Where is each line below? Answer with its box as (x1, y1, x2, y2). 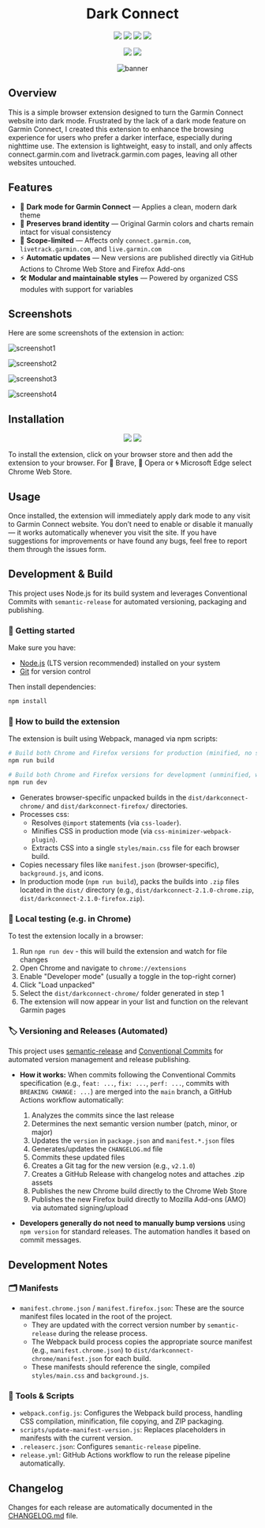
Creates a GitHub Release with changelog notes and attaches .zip (31, 1170, 245, 1179)
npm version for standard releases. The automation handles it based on (19, 1227, 251, 1236)
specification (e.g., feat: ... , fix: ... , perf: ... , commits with (19, 1079, 230, 1088)
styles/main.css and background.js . (31, 1371, 149, 1380)
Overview (8, 86, 58, 100)
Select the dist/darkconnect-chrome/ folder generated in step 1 (19, 989, 225, 998)
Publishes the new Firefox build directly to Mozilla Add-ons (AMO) (31, 1195, 247, 1205)
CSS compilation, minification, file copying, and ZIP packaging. (19, 1416, 224, 1426)
